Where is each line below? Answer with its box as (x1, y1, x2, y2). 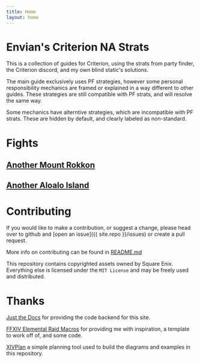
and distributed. (6, 273, 46, 280)
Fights (6, 136, 38, 150)
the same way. (6, 97, 42, 104)
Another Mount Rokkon (6, 160, 95, 170)
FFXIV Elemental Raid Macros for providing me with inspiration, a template (6, 325, 190, 333)
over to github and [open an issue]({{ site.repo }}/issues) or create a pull (6, 230, 185, 238)
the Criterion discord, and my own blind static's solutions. (6, 67, 149, 74)
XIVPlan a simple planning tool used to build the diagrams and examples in (6, 343, 191, 351)
